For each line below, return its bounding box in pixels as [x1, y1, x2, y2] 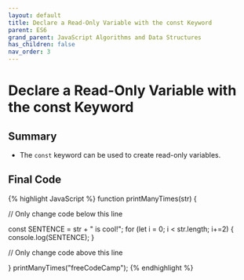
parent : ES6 [8, 26, 47, 34]
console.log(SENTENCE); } [8, 232, 95, 242]
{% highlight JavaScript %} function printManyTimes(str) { [8, 194, 198, 203]
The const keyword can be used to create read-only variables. [19, 151, 221, 159]
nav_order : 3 [8, 48, 51, 56]
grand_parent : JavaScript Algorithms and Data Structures [8, 33, 202, 42]
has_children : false [8, 41, 76, 49]
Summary [8, 129, 57, 143]
